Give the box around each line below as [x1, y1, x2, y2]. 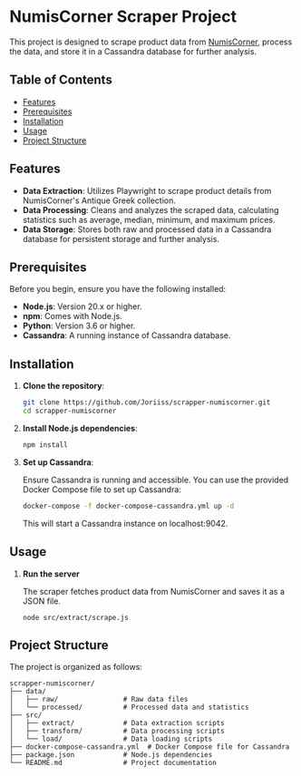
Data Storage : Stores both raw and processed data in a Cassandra [22, 224, 272, 235]
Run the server [22, 568, 80, 579]
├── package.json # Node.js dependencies [9, 751, 213, 760]
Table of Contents [9, 73, 113, 88]
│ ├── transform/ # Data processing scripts [9, 727, 225, 736]
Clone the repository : [22, 381, 105, 392]
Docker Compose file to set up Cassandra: [22, 483, 181, 495]
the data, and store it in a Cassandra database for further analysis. [9, 45, 257, 56]
